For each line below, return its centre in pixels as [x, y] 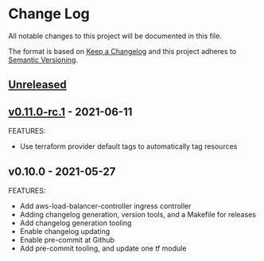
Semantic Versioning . [43, 60]
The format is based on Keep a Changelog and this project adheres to [122, 51]
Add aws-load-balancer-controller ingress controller [105, 206]
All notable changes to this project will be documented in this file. [115, 36]
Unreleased [38, 85]
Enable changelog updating [64, 231]
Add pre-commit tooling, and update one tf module [103, 248]
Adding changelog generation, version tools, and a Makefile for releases [138, 214]
